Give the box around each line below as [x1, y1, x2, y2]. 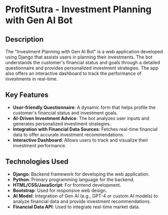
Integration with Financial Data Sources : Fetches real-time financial [12, 126, 158, 132]
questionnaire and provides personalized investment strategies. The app [5, 65, 159, 71]
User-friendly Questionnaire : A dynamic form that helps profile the [12, 104, 156, 110]
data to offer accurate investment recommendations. [12, 131, 124, 138]
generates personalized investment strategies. [12, 121, 111, 127]
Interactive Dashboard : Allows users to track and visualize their [12, 137, 148, 143]
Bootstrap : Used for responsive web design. [12, 187, 107, 193]
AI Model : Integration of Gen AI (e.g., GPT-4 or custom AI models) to [12, 192, 158, 199]
